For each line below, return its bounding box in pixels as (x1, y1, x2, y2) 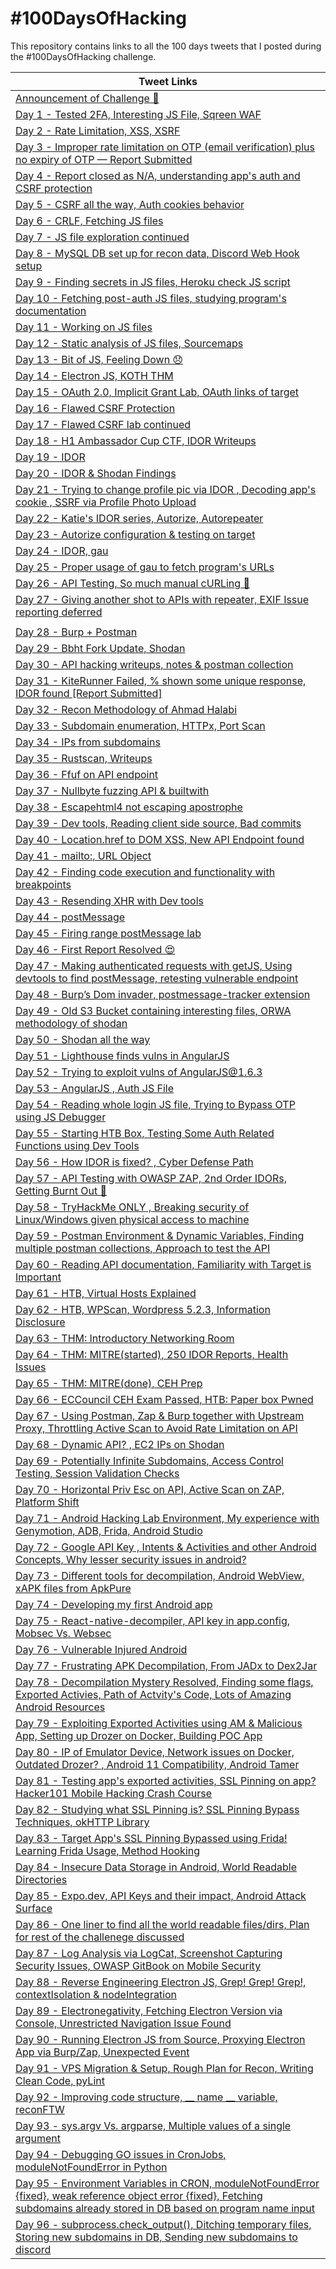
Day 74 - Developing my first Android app (15, 1597, 213, 1611)
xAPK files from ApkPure (15, 1581, 132, 1595)
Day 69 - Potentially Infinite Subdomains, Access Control (15, 1453, 284, 1467)
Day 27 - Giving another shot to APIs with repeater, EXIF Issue (15, 592, 310, 606)
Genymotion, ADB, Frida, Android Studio (15, 1523, 203, 1537)
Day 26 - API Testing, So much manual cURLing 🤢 (15, 576, 250, 590)
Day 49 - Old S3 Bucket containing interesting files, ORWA (15, 1003, 292, 1017)
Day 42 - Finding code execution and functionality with (15, 865, 276, 879)
